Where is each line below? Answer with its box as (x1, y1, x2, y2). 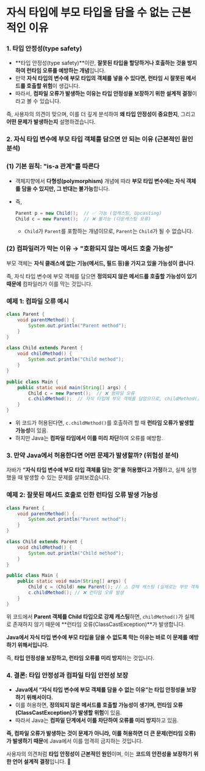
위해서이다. (26, 693, 53, 701)
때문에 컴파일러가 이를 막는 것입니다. (6, 280, 93, 288)
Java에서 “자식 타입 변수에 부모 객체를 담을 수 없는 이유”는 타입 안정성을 (15, 686, 185, 693)
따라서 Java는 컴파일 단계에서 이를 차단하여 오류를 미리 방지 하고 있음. (15, 717, 179, 724)
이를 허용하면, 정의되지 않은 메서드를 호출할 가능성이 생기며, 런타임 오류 (15, 701, 183, 709)
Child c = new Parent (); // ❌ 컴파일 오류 (28, 390, 135, 397)
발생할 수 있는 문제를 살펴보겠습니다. (24, 474, 111, 481)
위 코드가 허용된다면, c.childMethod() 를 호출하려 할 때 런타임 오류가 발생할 (15, 419, 194, 426)
